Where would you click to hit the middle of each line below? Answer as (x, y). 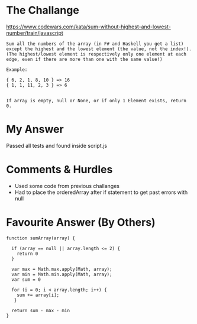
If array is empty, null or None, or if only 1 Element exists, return (96, 101)
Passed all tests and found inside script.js (57, 145)
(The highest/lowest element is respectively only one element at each (96, 54)
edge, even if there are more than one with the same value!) (84, 59)
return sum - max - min (41, 310)
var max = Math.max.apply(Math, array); (62, 269)
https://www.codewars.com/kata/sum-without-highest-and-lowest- (89, 27)
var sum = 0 (26, 279)
